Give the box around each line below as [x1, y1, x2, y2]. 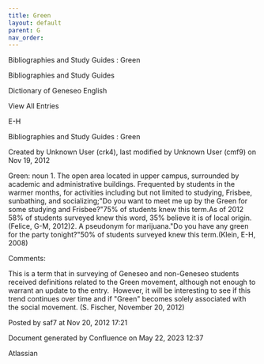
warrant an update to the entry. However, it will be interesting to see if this [8, 286, 251, 295]
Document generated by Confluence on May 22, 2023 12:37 [8, 333, 204, 343]
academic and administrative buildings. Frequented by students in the [8, 180, 236, 189]
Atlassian [8, 349, 38, 358]
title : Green [8, 11, 51, 20]
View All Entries [8, 101, 59, 111]
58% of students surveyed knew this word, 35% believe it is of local [8, 213, 230, 222]
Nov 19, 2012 [8, 156, 51, 165]
